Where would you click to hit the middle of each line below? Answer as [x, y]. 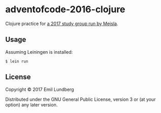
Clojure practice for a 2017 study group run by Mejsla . [62, 24]
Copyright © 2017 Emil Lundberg [40, 89]
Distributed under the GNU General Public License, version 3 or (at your [81, 99]
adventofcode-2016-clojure [65, 9]
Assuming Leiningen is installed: [39, 52]
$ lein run [17, 61]
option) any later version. [31, 105]
